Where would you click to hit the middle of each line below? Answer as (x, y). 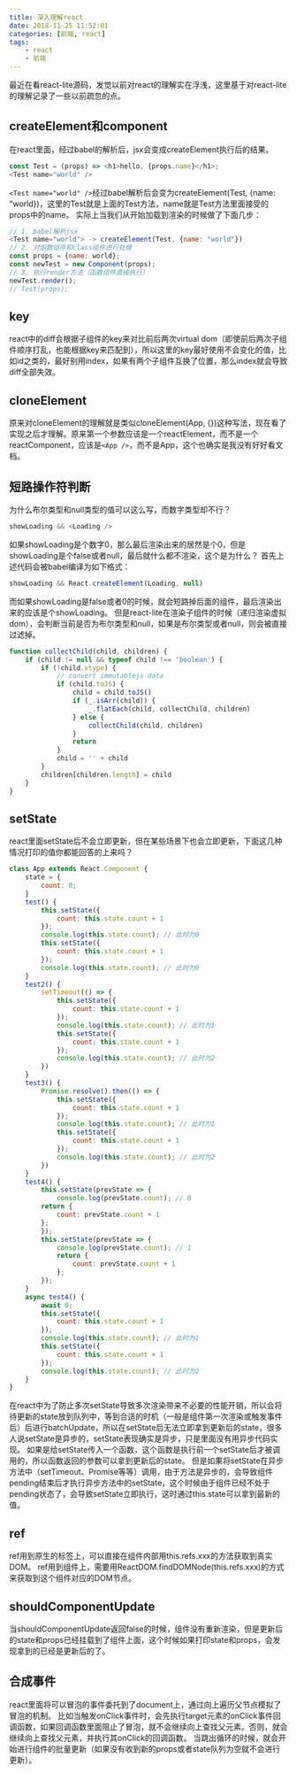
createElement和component (88, 126)
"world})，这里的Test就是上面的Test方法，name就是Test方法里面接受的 (139, 204)
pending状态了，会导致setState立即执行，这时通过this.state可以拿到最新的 (145, 1494)
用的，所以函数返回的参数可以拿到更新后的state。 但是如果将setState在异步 (147, 1461)
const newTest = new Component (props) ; (83, 265)
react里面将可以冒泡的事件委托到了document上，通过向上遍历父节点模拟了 (145, 1704)
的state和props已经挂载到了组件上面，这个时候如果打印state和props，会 (141, 1639)
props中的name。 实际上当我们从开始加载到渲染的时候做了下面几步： (136, 214)
